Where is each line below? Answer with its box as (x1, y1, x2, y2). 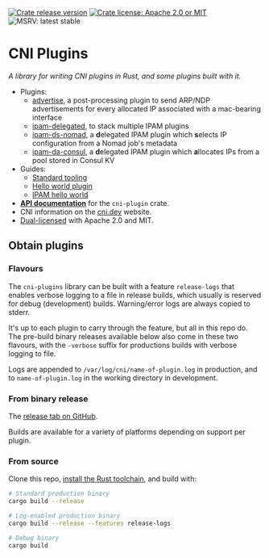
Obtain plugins (8, 239, 84, 253)
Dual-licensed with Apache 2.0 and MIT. (19, 215, 155, 225)
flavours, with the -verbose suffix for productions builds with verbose (8, 340, 238, 350)
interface (31, 112, 63, 122)
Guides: (19, 164, 47, 174)
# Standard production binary (8, 489, 110, 498)
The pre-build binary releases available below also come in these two (8, 331, 239, 341)
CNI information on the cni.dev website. (19, 207, 152, 216)
